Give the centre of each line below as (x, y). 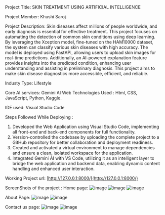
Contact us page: (23, 207)
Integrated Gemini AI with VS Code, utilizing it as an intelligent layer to (83, 158)
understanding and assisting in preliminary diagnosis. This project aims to (80, 68)
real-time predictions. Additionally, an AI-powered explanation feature (76, 58)
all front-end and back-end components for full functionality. (74, 132)
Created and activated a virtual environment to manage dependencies (83, 148)
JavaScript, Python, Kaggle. (33, 98)
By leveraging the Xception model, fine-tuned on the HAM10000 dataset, (79, 42)
